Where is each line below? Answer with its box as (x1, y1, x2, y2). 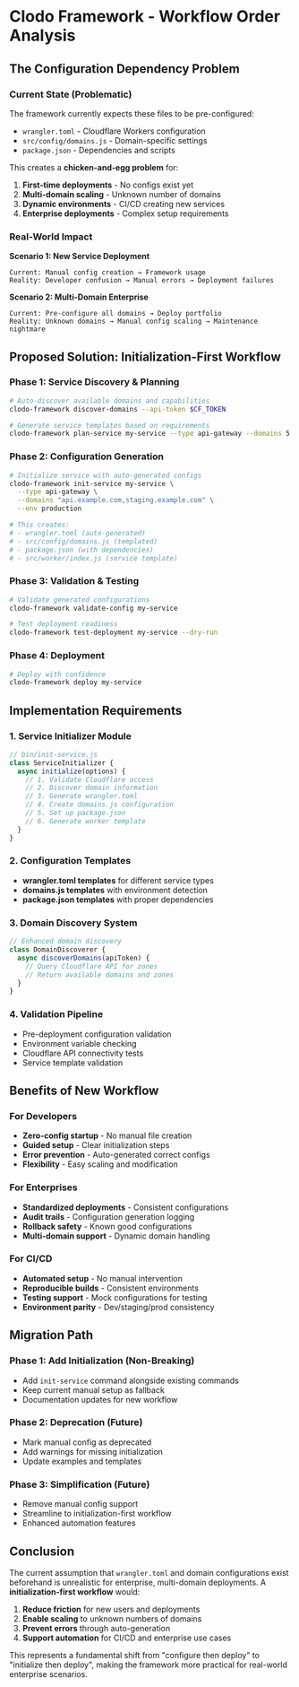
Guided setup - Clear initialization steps (21, 1140, 170, 1151)
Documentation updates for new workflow (21, 1394, 178, 1404)
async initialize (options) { (17, 767, 126, 776)
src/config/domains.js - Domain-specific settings (21, 135, 208, 145)
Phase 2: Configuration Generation (9, 450, 164, 463)
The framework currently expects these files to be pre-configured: (9, 108, 255, 118)
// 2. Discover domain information (25, 783, 158, 793)
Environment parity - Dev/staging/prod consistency (21, 1301, 215, 1312)
